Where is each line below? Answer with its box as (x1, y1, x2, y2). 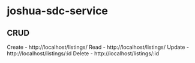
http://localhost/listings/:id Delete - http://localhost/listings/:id (7, 50, 160, 57)
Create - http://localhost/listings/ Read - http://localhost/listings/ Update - (7, 43, 190, 51)
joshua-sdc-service (7, 4, 109, 18)
